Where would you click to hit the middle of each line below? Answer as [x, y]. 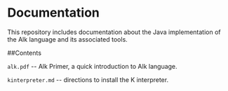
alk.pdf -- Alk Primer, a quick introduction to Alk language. [92, 66]
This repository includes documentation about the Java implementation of [114, 32]
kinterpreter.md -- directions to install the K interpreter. [88, 80]
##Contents [25, 53]
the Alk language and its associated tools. [67, 39]
